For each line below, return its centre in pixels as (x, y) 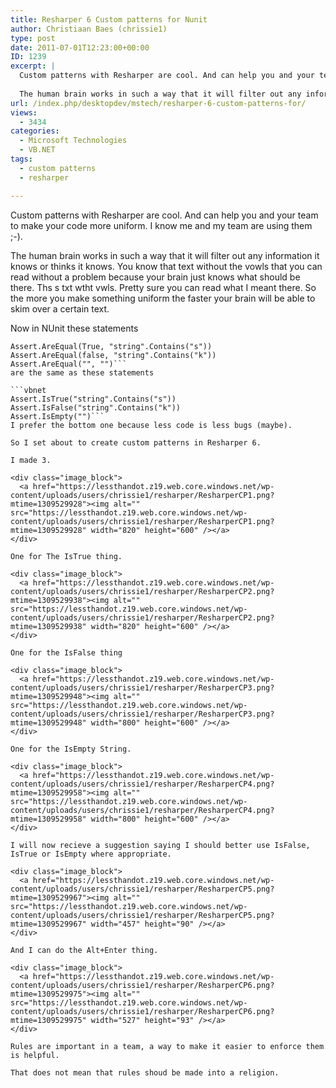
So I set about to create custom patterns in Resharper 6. (136, 442)
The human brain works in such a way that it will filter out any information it (165, 255)
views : (24, 112)
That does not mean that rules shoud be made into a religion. (145, 1072)
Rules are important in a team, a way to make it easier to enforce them (167, 1046)
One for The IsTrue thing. (66, 556)
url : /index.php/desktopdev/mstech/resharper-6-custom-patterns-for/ (158, 103)
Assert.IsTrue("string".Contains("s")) (93, 399)
